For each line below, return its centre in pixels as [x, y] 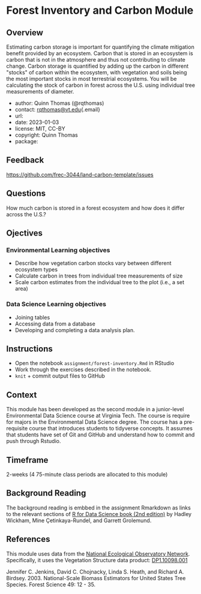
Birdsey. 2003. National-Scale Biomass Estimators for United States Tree [96, 578]
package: [26, 141]
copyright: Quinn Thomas [46, 135]
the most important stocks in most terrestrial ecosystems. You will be [91, 79]
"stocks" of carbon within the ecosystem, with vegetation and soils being [97, 72]
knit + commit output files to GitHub [60, 376]
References [28, 539]
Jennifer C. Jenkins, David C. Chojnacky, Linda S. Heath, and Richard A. [95, 572]
